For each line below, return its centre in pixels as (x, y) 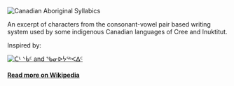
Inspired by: (25, 45)
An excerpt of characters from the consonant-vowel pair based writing (109, 24)
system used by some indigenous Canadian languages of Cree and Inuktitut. (117, 32)
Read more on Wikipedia (43, 75)
